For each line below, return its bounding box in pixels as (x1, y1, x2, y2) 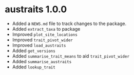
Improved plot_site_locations (12, 31, 78, 37)
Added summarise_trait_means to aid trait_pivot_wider (12, 53, 129, 59)
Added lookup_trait (12, 64, 56, 70)
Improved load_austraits (12, 42, 66, 48)
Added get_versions (12, 47, 56, 54)
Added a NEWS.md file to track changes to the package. (12, 20, 127, 27)
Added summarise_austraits (12, 58, 72, 64)
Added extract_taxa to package (12, 26, 81, 32)
